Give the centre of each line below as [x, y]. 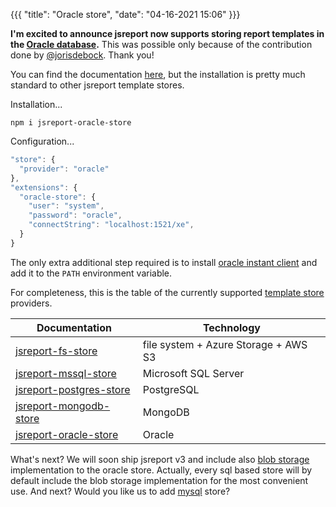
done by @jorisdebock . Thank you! [82, 55]
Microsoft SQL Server [193, 373]
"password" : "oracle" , [75, 215]
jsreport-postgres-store [73, 389]
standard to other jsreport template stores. [97, 85]
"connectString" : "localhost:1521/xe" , [111, 225]
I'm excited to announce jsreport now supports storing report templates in [167, 33]
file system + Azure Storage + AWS [225, 344]
